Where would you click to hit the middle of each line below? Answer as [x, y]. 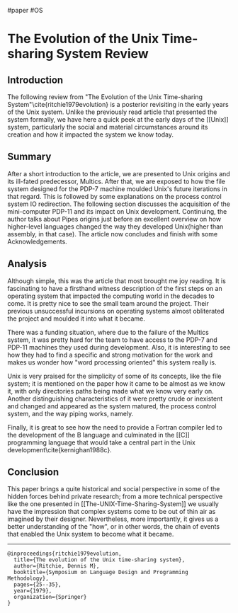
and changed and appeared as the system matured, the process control [112, 406]
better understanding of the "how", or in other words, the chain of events [114, 527]
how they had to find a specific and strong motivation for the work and [110, 355]
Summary [29, 157]
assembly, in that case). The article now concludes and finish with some [113, 234]
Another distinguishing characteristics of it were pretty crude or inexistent [115, 399]
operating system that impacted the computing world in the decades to [111, 296]
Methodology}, [28, 579]
